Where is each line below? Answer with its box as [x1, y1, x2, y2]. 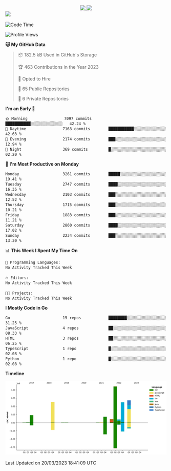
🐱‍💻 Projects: [5, 291, 33, 296]
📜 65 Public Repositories [17, 86, 70, 92]
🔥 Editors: [5, 275, 29, 280]
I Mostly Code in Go [5, 305, 48, 311]
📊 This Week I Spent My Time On [5, 248, 78, 253]
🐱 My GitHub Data [5, 42, 46, 48]
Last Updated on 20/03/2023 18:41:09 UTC [5, 460, 96, 466]
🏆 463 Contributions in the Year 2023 [17, 64, 99, 70]
